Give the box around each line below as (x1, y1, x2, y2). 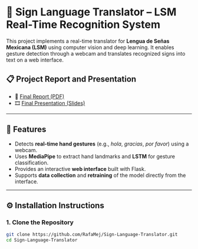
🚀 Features (6, 124, 47, 135)
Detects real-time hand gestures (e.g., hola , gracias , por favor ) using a (14, 140, 189, 147)
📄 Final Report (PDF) (14, 93, 65, 100)
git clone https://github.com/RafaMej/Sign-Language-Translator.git (6, 232, 178, 238)
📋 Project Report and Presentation (6, 74, 137, 85)
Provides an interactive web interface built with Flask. (14, 165, 146, 172)
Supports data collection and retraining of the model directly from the (14, 172, 186, 179)
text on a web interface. (6, 56, 64, 63)
